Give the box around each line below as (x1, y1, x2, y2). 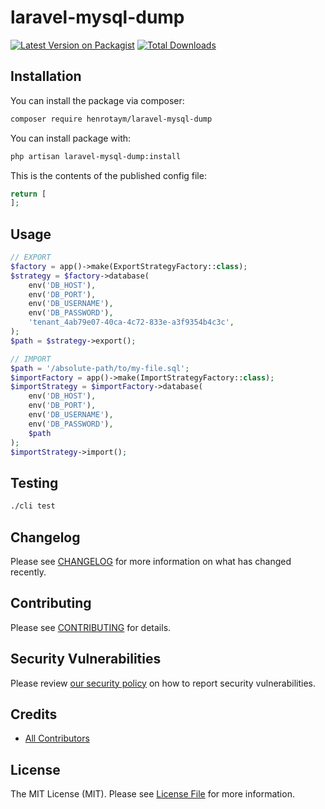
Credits (10, 706, 58, 723)
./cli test (10, 501, 56, 511)
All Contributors (24, 732, 90, 745)
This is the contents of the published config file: (10, 169, 207, 181)
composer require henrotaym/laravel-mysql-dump (10, 114, 213, 124)
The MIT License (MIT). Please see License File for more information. (10, 788, 295, 800)
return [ (10, 189, 47, 199)
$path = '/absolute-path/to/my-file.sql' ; (10, 363, 190, 373)
